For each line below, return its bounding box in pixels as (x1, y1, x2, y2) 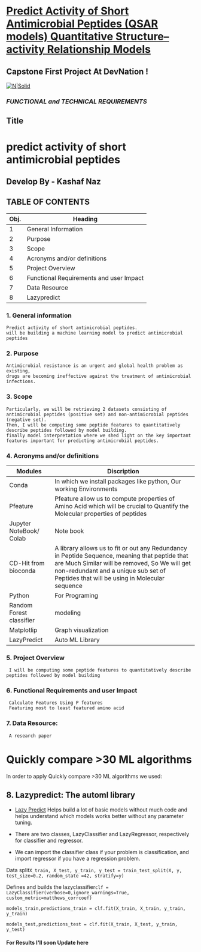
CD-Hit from (9, 559, 45, 567)
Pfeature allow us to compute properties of (54, 494, 175, 503)
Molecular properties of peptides (54, 509, 147, 518)
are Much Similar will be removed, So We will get (54, 559, 191, 567)
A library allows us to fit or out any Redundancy (54, 544, 187, 552)
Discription (107, 467, 139, 475)
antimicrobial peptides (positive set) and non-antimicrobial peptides (6, 411, 188, 417)
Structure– (115, 30, 169, 43)
